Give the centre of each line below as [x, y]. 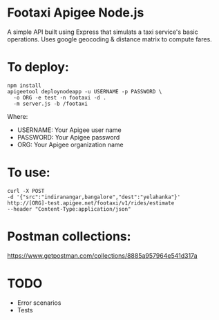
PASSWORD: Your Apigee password [68, 137]
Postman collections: [69, 236]
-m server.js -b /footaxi [51, 104]
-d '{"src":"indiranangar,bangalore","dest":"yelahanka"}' [94, 197]
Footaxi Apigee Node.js [76, 13]
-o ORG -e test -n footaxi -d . [60, 97]
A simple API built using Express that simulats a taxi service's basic [103, 32]
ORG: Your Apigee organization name [70, 144]
